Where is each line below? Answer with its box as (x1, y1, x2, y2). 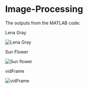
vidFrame (5, 68, 25, 74)
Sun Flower (5, 49, 28, 55)
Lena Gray (5, 29, 26, 35)
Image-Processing (5, 3, 84, 15)
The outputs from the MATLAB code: (5, 20, 81, 26)
